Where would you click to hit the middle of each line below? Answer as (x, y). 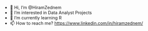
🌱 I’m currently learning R (36, 18)
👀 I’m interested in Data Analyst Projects (51, 13)
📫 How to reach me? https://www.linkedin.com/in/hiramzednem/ (76, 23)
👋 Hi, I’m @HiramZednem (36, 8)
